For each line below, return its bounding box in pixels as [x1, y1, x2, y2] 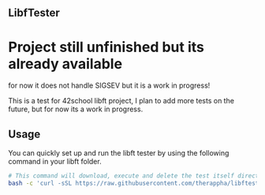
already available [8, 54, 123, 73]
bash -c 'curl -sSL [8, 179, 73, 188]
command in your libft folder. [8, 157, 102, 167]
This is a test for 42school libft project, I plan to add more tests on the [8, 96, 235, 106]
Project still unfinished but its [8, 38, 205, 56]
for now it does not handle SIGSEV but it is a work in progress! [8, 81, 211, 90]
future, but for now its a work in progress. [8, 104, 144, 114]
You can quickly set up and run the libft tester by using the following [8, 148, 230, 158]
